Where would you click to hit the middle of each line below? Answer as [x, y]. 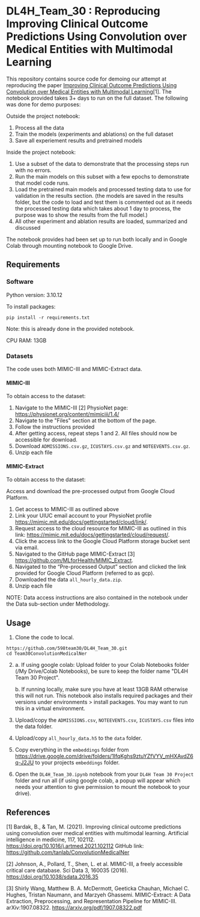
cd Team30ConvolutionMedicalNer [47, 654]
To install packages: [31, 306]
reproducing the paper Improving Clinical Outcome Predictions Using [92, 85]
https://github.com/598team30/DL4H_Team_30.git [67, 649]
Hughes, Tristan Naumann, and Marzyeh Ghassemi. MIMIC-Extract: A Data [98, 895]
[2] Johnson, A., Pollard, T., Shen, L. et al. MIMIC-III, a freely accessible [95, 863]
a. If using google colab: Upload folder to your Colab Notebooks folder [102, 665]
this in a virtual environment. [50, 708]
